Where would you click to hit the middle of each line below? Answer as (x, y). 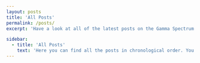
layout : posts (24, 12)
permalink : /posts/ (31, 23)
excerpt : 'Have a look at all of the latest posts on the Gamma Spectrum (100, 28)
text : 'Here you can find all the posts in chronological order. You (106, 51)
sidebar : (17, 40)
